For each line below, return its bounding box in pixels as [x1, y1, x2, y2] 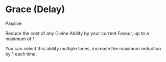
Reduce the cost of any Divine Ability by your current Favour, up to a [5, 30, 149, 36]
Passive [5, 20, 22, 26]
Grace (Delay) [5, 4, 65, 15]
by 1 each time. [5, 51, 37, 57]
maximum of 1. [5, 36, 36, 42]
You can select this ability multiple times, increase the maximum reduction [5, 45, 161, 51]
